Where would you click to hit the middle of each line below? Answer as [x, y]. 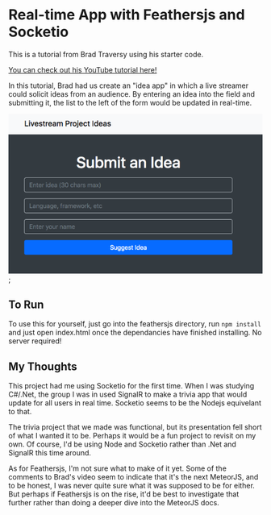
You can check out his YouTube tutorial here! [83, 69]
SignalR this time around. [50, 453]
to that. [20, 412]
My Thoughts [43, 366]
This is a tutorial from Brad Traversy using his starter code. [106, 54]
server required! [35, 341]
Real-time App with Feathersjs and [127, 15]
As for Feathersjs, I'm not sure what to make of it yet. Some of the [118, 468]
